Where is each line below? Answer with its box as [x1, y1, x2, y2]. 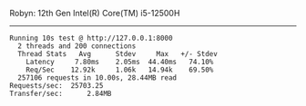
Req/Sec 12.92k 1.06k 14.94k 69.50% [25, 65, 214, 74]
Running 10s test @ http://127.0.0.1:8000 [9, 34, 173, 43]
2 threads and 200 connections [17, 42, 137, 51]
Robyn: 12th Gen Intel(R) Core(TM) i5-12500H [9, 8, 180, 18]
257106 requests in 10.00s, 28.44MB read [17, 73, 178, 82]
